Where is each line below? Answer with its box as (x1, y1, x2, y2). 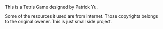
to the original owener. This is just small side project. (5, 19, 112, 24)
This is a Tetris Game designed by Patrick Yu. (5, 4, 98, 10)
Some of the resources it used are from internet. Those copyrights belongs (5, 14, 158, 19)
